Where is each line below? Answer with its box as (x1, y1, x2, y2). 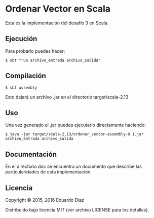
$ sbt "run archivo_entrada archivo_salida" (5, 58, 101, 63)
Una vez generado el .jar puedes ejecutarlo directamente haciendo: (5, 122, 146, 128)
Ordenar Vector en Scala (5, 3, 110, 15)
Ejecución (5, 34, 37, 43)
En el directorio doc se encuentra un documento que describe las (5, 163, 142, 170)
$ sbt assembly (5, 85, 37, 90)
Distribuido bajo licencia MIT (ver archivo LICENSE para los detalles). (5, 207, 149, 213)
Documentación (5, 150, 57, 159)
